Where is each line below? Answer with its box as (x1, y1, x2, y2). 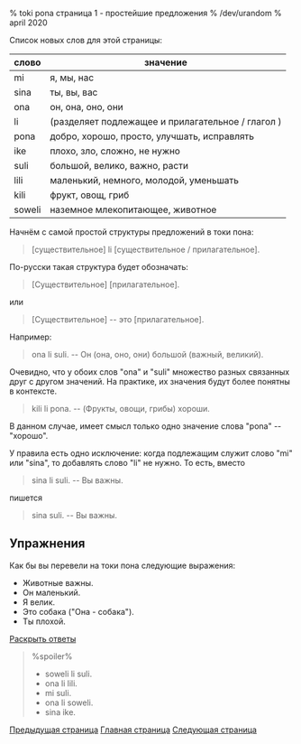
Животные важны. (22, 577, 94, 588)
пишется (9, 492, 43, 503)
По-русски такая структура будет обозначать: (9, 262, 189, 272)
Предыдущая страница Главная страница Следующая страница (9, 724, 257, 735)
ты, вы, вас (49, 86, 98, 98)
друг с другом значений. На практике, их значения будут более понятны (9, 377, 291, 386)
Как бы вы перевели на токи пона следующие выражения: (9, 560, 236, 571)
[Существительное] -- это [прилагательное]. (31, 314, 205, 324)
